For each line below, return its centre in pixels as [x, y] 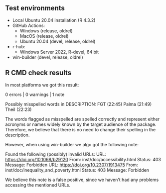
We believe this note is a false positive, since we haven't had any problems [82, 180]
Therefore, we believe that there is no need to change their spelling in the [81, 129]
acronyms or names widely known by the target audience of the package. [81, 124]
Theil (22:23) [18, 109]
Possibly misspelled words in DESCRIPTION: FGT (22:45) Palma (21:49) [79, 104]
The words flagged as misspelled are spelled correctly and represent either [83, 119]
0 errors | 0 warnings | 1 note [35, 95]
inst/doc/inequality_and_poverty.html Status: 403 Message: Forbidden [77, 170]
